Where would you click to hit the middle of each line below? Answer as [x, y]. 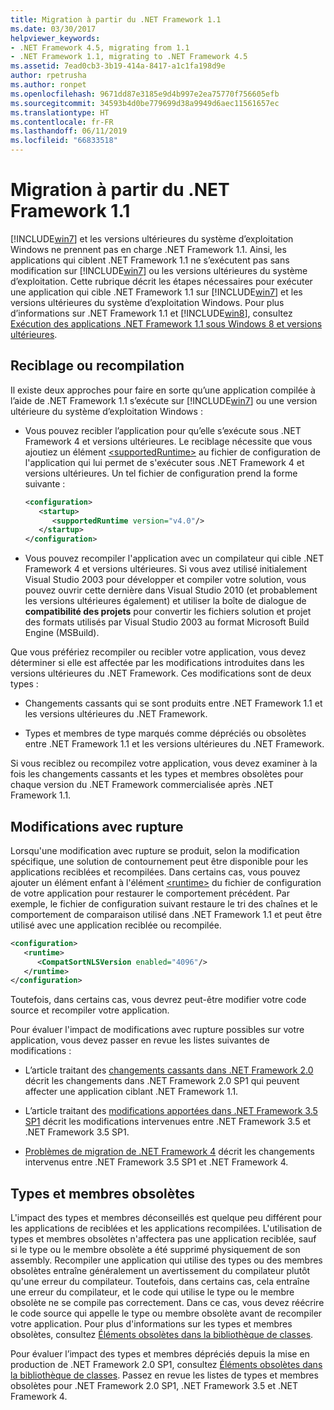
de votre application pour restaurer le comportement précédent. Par [150, 893]
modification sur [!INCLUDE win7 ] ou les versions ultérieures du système [159, 270]
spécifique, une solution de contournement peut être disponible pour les [159, 861]
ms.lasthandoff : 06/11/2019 [69, 131]
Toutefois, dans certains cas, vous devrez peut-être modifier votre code [158, 1000]
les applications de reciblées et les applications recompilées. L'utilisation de [166, 1228]
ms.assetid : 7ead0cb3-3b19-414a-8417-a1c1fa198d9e [118, 66]
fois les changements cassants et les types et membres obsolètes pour [157, 774]
